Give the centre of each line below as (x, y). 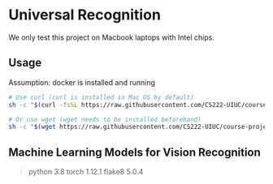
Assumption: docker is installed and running (82, 82)
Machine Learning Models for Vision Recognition (135, 152)
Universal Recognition (84, 15)
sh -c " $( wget (32, 127)
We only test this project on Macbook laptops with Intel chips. (112, 37)
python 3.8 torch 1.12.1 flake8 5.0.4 (86, 172)
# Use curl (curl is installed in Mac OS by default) (102, 97)
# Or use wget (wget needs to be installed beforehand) (105, 119)
